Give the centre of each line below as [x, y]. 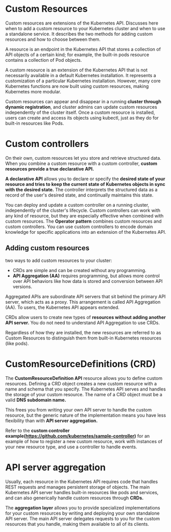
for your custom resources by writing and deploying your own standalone [82, 513]
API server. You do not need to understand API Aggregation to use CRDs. [82, 323]
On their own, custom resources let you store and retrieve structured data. [83, 158]
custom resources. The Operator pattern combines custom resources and [83, 221]
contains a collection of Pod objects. [44, 60]
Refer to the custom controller [38, 430]
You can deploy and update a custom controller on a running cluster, [77, 205]
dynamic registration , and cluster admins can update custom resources [81, 107]
